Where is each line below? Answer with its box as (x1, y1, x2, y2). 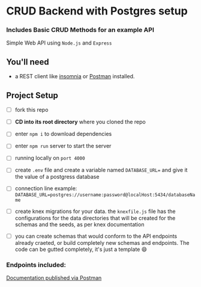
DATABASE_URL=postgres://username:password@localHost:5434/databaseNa (14, 191, 196, 198)
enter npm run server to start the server (14, 143, 112, 150)
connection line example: (14, 185, 77, 192)
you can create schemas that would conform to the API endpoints (14, 232, 178, 239)
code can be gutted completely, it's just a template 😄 (14, 245, 148, 253)
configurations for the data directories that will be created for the (14, 214, 176, 221)
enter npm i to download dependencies (14, 131, 112, 138)
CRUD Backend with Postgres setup (6, 4, 188, 18)
